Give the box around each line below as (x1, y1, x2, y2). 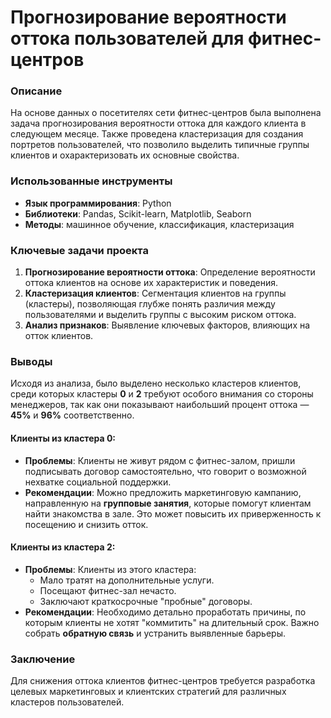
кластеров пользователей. (10, 696, 125, 708)
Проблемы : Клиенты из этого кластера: (24, 563, 197, 575)
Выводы (10, 355, 53, 368)
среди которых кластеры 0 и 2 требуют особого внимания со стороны (10, 388, 314, 400)
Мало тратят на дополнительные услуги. (39, 574, 215, 586)
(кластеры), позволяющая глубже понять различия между (24, 298, 276, 310)
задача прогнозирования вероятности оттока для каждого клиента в (10, 117, 307, 130)
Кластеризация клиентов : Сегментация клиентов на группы (24, 287, 287, 300)
